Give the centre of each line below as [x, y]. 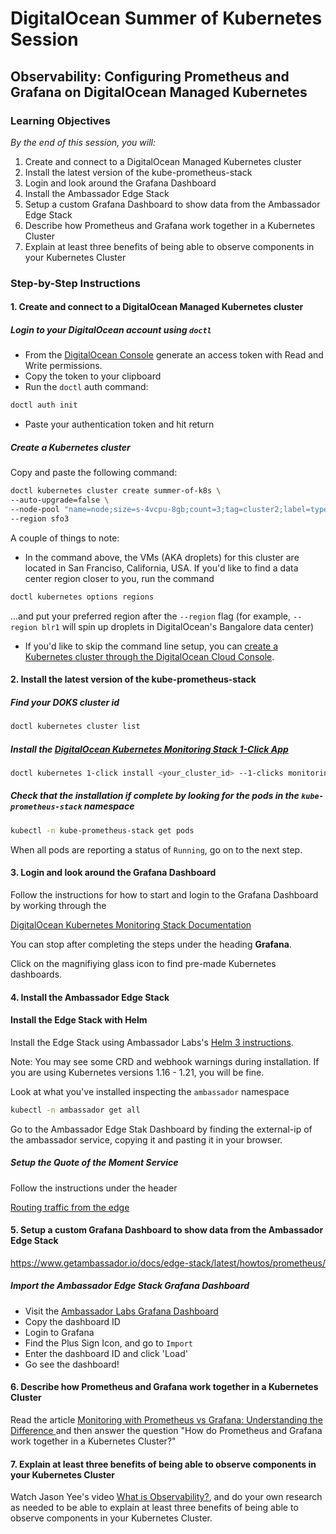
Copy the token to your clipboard [93, 376]
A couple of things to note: [65, 538]
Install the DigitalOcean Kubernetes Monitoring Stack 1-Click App [149, 749]
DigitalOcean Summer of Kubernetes [166, 18]
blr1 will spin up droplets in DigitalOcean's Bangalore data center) [178, 626]
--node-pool [35, 509]
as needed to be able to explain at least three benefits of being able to [154, 1508]
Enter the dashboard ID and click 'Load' [106, 1353]
